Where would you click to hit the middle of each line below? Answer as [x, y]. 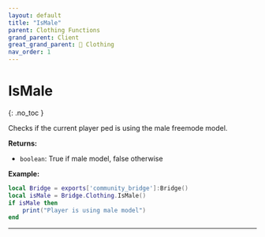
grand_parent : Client [44, 37]
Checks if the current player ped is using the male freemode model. [118, 128]
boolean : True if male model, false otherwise [91, 158]
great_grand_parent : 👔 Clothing [61, 45]
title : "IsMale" [35, 23]
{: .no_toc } [26, 113]
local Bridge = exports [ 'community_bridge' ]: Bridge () [99, 188]
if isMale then [33, 203]
